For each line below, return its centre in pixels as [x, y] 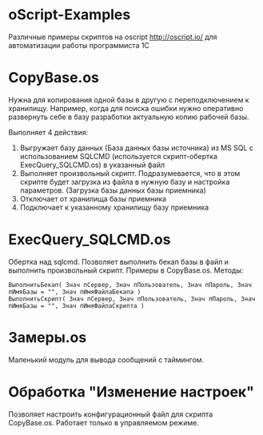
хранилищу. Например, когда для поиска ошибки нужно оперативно [126, 108]
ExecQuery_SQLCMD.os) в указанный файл [92, 165]
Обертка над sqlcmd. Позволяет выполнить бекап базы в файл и [119, 261]
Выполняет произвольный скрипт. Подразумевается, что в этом [130, 173]
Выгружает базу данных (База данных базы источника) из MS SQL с [137, 148]
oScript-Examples [70, 15]
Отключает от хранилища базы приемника [93, 198]
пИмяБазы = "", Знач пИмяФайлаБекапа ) [75, 292]
